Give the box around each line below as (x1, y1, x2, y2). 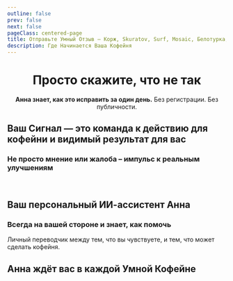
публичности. (96, 102, 138, 111)
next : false (7, 23, 42, 30)
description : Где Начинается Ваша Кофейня (7, 42, 132, 49)
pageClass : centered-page (7, 29, 82, 37)
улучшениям (7, 163, 54, 173)
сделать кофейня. (7, 243, 61, 251)
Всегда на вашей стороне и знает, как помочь (7, 219, 172, 229)
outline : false (7, 10, 51, 17)
